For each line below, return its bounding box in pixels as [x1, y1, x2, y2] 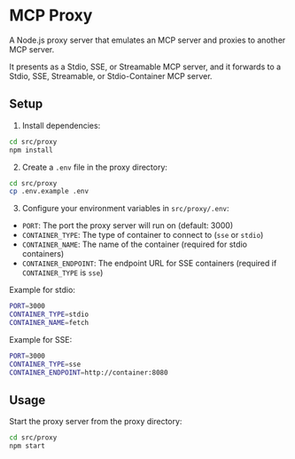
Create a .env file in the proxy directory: [21, 162, 168, 172]
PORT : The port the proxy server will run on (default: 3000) [21, 220, 234, 231]
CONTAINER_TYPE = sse [9, 360, 82, 368]
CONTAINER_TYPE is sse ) [21, 267, 104, 278]
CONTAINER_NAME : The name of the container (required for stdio [21, 239, 248, 249]
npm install [9, 146, 53, 154]
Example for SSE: [9, 334, 73, 344]
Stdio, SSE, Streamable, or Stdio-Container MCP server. [9, 70, 213, 81]
